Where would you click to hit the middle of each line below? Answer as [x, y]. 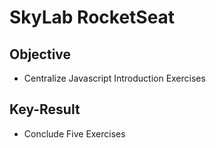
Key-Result [45, 109]
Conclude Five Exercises [74, 133]
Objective [40, 54]
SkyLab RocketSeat [92, 17]
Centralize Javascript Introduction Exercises [114, 78]
